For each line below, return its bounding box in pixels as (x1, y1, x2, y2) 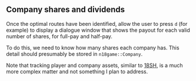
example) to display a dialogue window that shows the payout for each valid (6, 26, 190, 33)
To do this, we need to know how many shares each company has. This (6, 44, 180, 51)
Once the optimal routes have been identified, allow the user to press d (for (6, 20, 188, 27)
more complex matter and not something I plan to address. (6, 67, 148, 75)
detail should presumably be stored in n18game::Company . (6, 50, 143, 58)
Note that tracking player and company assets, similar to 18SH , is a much (6, 62, 183, 69)
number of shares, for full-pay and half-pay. (6, 32, 113, 40)
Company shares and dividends (6, 5, 125, 15)
